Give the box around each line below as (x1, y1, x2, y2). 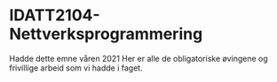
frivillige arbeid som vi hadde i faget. (9, 63, 144, 73)
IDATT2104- (9, 5, 100, 26)
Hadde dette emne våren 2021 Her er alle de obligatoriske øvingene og (9, 53, 268, 63)
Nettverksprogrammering (9, 24, 203, 44)
